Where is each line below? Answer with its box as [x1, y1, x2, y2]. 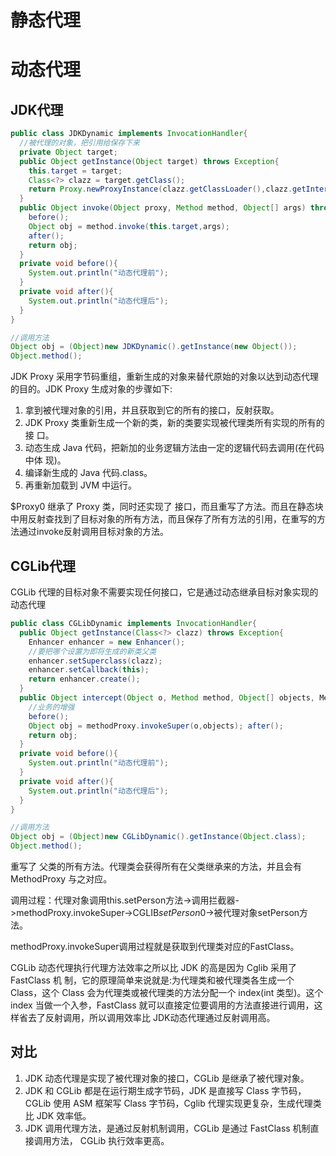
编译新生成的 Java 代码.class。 [24, 467, 153, 479]
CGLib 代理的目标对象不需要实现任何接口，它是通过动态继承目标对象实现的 [10, 586, 319, 598]
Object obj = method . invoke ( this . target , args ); [28, 221, 230, 231]
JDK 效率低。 [36, 1109, 92, 1121]
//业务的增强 [28, 702, 75, 712]
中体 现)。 [24, 454, 67, 466]
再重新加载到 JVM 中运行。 [24, 479, 137, 491]
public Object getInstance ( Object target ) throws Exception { [19, 156, 280, 166]
